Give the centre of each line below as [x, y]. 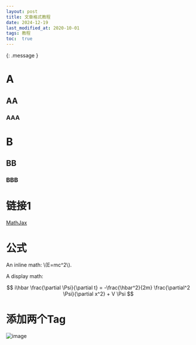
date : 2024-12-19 [27, 22]
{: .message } [22, 55]
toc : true [19, 39]
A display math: [25, 276]
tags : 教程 [18, 33]
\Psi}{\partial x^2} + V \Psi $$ [98, 293]
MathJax [17, 222]
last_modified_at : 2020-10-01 [43, 28]
